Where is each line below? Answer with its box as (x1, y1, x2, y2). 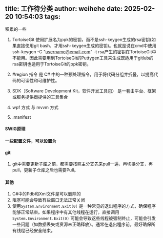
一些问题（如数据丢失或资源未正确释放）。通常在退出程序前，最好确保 (12, 221, 151, 227)
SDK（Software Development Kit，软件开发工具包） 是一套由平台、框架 (12, 87, 156, 94)
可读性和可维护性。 (20, 77, 60, 83)
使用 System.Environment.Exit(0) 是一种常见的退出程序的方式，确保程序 (12, 203, 156, 209)
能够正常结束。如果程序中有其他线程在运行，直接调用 (12, 209, 120, 215)
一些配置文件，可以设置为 (5, 138, 57, 144)
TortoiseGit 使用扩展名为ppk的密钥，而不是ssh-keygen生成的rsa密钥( (12, 36, 152, 43)
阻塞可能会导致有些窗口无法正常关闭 (12, 197, 85, 203)
